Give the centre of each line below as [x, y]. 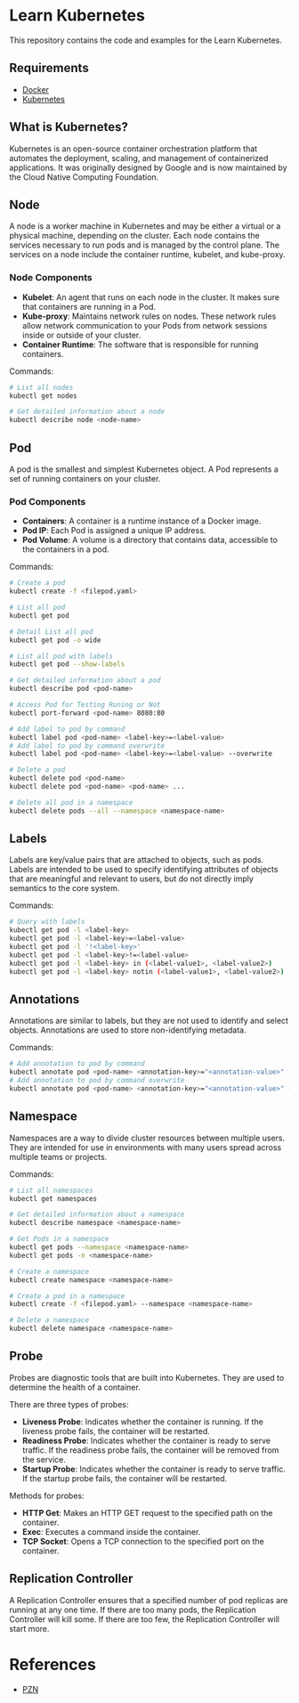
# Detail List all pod [51, 632]
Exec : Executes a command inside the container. [111, 1531]
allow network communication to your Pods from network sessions [145, 325]
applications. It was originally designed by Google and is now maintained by [148, 167]
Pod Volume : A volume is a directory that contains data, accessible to [150, 540]
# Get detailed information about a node [87, 412]
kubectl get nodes [43, 396]
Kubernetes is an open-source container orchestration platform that [133, 149]
